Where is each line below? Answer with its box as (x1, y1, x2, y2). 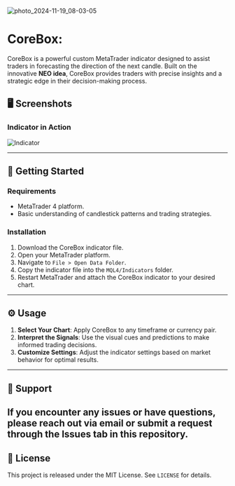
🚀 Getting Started (7, 166, 85, 177)
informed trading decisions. (17, 341, 97, 349)
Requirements (7, 186, 57, 196)
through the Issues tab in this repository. (7, 428, 189, 440)
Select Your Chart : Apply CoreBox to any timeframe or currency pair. (17, 326, 217, 335)
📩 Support (7, 382, 52, 394)
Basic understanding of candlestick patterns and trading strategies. (17, 210, 212, 218)
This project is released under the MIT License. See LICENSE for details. (7, 471, 212, 480)
